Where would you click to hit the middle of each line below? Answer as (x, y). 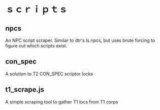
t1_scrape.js (25, 90)
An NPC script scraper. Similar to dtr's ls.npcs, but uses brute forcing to (80, 40)
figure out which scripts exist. (36, 46)
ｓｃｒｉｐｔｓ (37, 9)
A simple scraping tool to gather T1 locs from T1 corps (62, 102)
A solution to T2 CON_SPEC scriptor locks (49, 74)
